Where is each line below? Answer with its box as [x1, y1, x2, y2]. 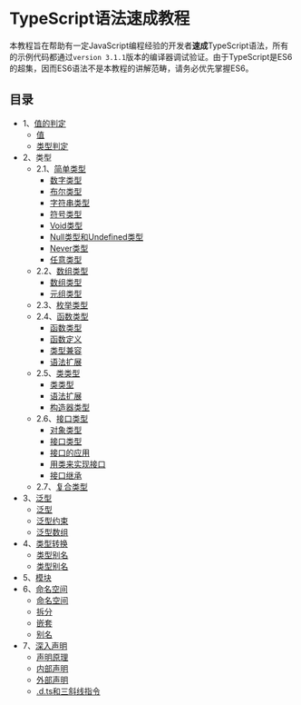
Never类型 [49, 243, 89, 253]
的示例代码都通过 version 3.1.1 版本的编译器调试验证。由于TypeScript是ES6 [9, 51, 293, 62]
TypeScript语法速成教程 [9, 8, 190, 29]
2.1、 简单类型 [35, 163, 86, 174]
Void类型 [49, 220, 83, 231]
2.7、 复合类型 [35, 481, 88, 492]
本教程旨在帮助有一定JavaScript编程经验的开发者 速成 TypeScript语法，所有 [9, 40, 288, 51]
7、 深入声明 [22, 640, 68, 650]
